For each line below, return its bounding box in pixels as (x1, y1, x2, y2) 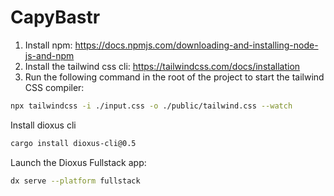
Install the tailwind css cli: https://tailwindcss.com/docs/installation (24, 60, 301, 72)
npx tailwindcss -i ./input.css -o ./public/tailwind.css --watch (10, 101, 293, 111)
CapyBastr (10, 6, 101, 29)
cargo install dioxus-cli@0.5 (10, 138, 137, 148)
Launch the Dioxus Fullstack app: (10, 156, 147, 168)
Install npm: (24, 39, 73, 51)
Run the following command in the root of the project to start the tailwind (24, 71, 325, 83)
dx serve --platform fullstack (10, 176, 141, 186)
